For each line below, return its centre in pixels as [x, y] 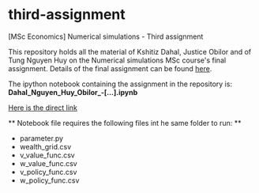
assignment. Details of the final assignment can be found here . [110, 68]
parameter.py [41, 138]
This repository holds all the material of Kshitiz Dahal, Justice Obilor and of [130, 51]
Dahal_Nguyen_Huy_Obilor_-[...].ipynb [73, 92]
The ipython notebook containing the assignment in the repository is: [120, 84]
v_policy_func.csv [48, 172]
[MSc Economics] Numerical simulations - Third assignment [106, 36]
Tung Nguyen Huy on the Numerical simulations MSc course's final [117, 60]
